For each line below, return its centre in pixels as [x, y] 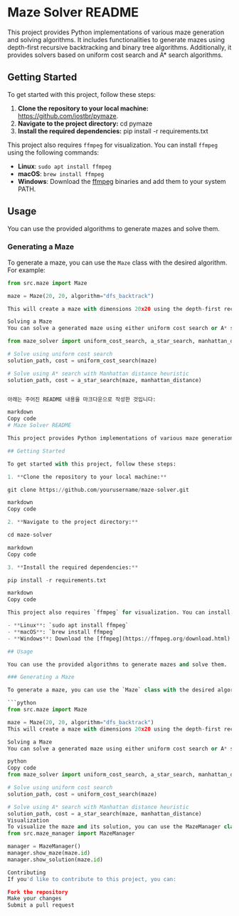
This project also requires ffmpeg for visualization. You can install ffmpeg [113, 145]
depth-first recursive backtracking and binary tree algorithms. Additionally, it [119, 47]
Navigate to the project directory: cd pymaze [85, 123]
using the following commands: [53, 152]
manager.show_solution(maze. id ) [55, 860]
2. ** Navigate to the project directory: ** [73, 522]
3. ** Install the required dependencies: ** [73, 567]
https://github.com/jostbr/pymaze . [68, 115]
